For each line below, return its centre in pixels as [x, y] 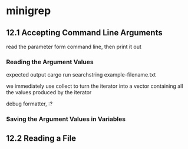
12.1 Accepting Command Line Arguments [85, 33]
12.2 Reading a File [41, 138]
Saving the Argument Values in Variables [66, 119]
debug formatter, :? [29, 104]
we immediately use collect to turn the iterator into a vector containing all [95, 86]
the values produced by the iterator [49, 92]
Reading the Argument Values [50, 62]
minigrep [29, 11]
